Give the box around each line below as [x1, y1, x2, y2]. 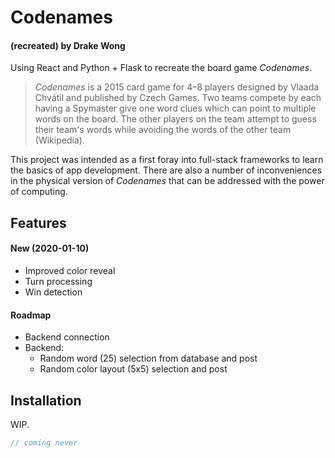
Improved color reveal [24, 264, 116, 276]
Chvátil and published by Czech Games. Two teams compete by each [34, 92, 322, 104]
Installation [10, 392, 82, 409]
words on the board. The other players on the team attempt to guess [34, 113, 317, 125]
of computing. [10, 186, 68, 198]
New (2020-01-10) [10, 242, 90, 255]
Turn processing [24, 275, 93, 287]
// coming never [10, 438, 78, 448]
